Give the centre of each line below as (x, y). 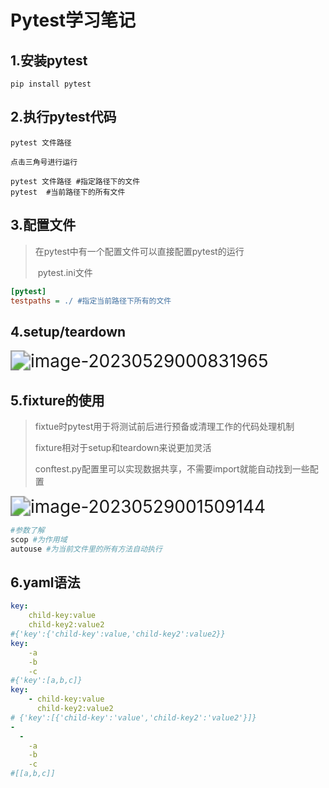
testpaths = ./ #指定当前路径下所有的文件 (91, 301)
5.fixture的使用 (57, 400)
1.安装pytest (49, 60)
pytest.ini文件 (65, 272)
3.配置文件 (43, 225)
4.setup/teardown (68, 331)
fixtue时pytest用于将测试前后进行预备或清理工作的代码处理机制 (164, 426)
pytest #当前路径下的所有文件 (68, 192)
